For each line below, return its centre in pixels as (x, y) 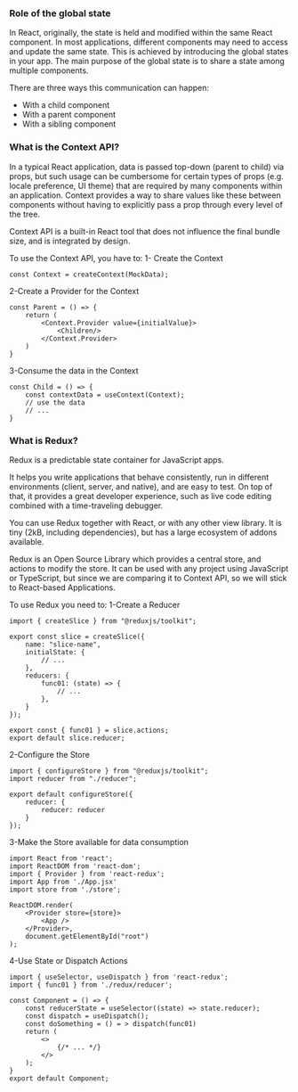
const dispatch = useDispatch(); (87, 1016)
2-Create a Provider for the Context (74, 291)
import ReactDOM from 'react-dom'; (75, 866)
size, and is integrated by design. (70, 241)
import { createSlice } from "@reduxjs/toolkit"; (103, 621)
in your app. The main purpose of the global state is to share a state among (147, 62)
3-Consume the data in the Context (74, 370)
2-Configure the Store (50, 754)
